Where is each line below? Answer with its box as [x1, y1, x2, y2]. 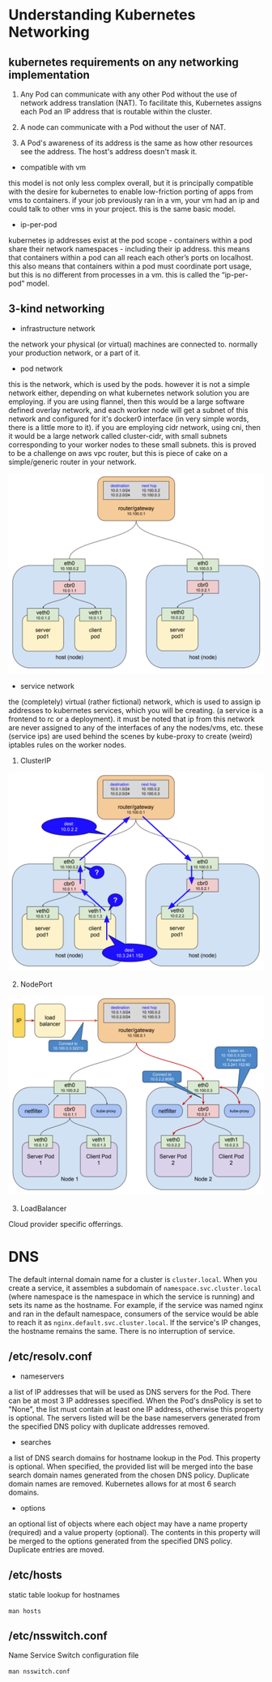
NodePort [19, 979, 53, 989]
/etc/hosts [8, 1568, 62, 1582]
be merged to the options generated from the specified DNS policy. [8, 1536, 233, 1546]
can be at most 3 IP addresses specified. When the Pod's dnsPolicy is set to [8, 1396, 262, 1405]
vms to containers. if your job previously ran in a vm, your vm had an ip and [8, 196, 260, 204]
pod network [19, 364, 63, 373]
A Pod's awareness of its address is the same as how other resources [19, 138, 253, 148]
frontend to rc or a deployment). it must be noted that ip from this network [8, 714, 255, 724]
